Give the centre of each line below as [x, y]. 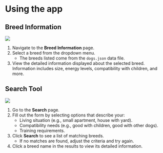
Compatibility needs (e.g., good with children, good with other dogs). [89, 125]
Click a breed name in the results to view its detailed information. [77, 146]
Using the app [34, 9]
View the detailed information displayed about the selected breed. [78, 63]
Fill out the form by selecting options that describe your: [69, 115]
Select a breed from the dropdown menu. [53, 53]
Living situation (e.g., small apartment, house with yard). [76, 120]
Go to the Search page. [36, 110]
